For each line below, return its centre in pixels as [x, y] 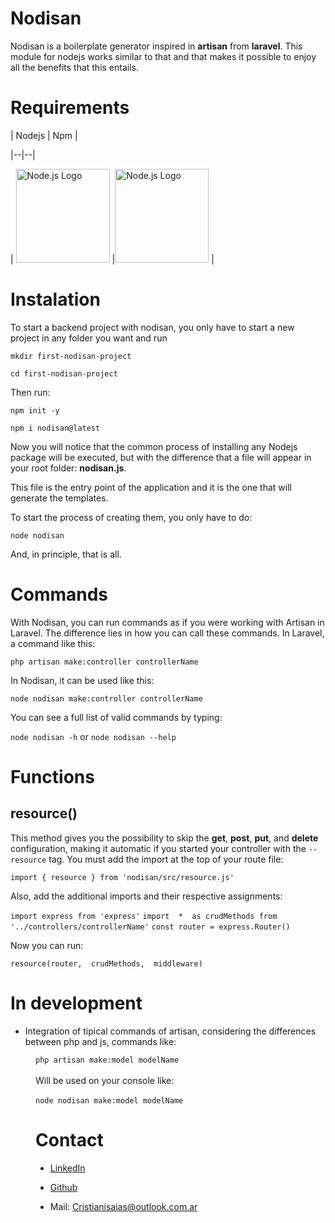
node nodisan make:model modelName [109, 1100]
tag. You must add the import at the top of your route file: [166, 859]
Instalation [55, 299]
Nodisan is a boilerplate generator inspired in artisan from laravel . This [156, 46]
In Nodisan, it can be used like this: [82, 680]
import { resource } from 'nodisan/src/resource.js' [122, 877]
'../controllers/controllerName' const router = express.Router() [150, 927]
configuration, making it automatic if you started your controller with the [158, 848]
